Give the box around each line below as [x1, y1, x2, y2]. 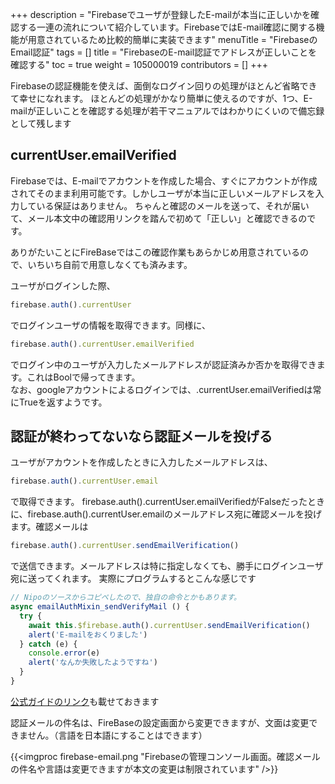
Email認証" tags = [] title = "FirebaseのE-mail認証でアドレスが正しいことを [10, 46, 318, 58]
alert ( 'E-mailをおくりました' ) [28, 629, 148, 640]
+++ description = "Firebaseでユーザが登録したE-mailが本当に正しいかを [10, 9, 311, 20]
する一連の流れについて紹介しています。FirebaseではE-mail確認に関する [18, 21, 317, 33]
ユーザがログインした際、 [10, 279, 116, 292]
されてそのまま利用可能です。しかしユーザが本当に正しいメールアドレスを [10, 187, 316, 199]
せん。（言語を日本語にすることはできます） [27, 729, 208, 741]
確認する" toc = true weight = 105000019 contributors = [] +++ [10, 59, 268, 70]
